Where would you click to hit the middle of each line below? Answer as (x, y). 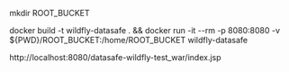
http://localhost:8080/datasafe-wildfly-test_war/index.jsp (116, 57)
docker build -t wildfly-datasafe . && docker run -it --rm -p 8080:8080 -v (145, 30)
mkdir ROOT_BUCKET (50, 13)
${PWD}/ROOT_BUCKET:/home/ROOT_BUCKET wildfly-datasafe (129, 40)
